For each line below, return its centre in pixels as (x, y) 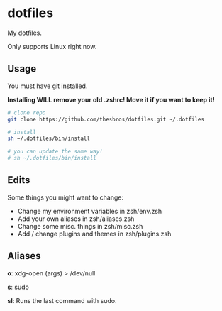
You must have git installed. (48, 86)
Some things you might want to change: (66, 197)
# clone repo (27, 113)
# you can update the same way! (55, 152)
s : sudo (18, 287)
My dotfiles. (25, 33)
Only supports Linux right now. (52, 46)
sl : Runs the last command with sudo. (62, 300)
